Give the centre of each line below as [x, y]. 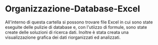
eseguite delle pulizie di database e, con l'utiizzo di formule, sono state [76, 27]
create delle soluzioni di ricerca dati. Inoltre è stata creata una [67, 32]
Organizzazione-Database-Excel [72, 9]
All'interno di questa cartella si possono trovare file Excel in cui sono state [79, 22]
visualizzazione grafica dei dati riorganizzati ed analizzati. [63, 37]
